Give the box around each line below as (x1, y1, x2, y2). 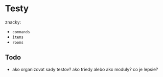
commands (12, 29, 30, 34)
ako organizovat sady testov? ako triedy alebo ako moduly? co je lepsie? (12, 66, 158, 72)
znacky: (5, 19, 21, 25)
